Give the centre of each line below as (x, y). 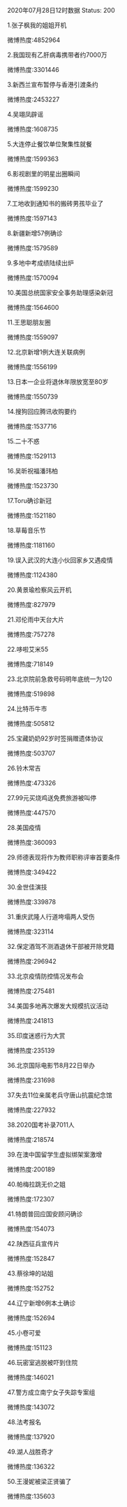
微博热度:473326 (32, 783)
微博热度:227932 (31, 1110)
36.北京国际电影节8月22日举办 (51, 1065)
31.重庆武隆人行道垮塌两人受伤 (51, 917)
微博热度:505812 (31, 723)
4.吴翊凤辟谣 (25, 114)
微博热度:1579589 (33, 248)
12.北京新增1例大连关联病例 (46, 352)
